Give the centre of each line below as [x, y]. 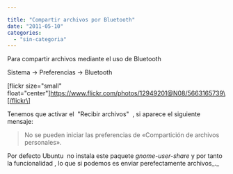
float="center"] [29, 93]
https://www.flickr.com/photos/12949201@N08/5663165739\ [138, 93]
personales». [43, 143]
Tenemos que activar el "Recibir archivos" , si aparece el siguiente [104, 114]
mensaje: [20, 122]
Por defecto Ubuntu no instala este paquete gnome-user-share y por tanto [115, 156]
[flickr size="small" [35, 86]
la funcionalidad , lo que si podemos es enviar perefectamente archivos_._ [113, 164]
